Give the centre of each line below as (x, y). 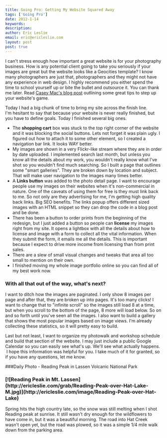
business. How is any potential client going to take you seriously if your (78, 66)
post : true (16, 47)
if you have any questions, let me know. (45, 357)
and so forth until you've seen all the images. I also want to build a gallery (80, 315)
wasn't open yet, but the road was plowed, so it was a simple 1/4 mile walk (82, 425)
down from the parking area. (34, 430)
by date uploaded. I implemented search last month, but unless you (81, 154)
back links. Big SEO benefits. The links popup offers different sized (81, 202)
